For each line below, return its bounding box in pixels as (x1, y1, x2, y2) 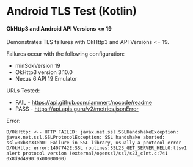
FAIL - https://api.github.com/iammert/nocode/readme (15, 99, 153, 106)
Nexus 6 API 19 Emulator (15, 75, 78, 83)
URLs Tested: (6, 87, 40, 94)
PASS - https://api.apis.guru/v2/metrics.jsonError (15, 105, 139, 113)
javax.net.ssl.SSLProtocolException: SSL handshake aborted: (6, 135, 166, 141)
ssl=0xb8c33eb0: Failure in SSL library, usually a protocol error (6, 139, 182, 146)
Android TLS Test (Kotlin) (6, 4, 137, 18)
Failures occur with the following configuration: (6, 50, 125, 58)
